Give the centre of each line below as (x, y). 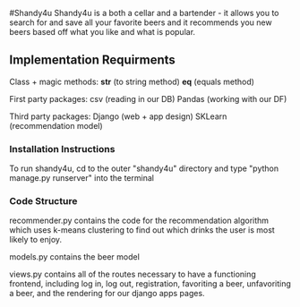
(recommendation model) (56, 125)
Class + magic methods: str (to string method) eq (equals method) (132, 81)
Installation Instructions (62, 149)
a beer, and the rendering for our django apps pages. (107, 294)
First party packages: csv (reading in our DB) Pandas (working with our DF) (148, 98)
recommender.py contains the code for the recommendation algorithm (139, 221)
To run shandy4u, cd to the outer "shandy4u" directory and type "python (144, 168)
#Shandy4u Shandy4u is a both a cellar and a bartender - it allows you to (144, 13)
